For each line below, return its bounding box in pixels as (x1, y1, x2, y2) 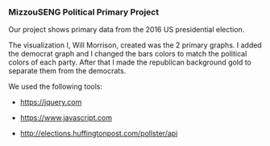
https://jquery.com (19, 98, 82, 107)
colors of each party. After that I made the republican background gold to (8, 57, 252, 67)
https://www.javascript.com (19, 113, 113, 123)
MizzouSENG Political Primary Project (8, 6, 160, 18)
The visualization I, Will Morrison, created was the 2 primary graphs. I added (8, 40, 262, 50)
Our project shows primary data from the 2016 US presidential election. (8, 25, 245, 35)
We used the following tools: (8, 81, 103, 91)
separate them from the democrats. (8, 66, 127, 76)
